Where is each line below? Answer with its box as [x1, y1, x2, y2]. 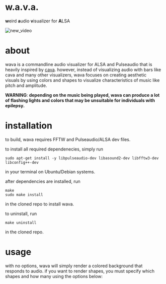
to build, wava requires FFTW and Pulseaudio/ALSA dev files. [5, 136, 131, 142]
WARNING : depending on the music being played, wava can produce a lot [5, 92, 160, 98]
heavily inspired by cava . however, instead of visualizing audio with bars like [5, 67, 162, 72]
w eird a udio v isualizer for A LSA [5, 18, 71, 24]
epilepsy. [5, 102, 25, 108]
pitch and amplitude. [5, 82, 47, 88]
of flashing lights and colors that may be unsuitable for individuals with [5, 97, 155, 103]
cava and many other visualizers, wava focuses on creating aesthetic [5, 71, 147, 78]
